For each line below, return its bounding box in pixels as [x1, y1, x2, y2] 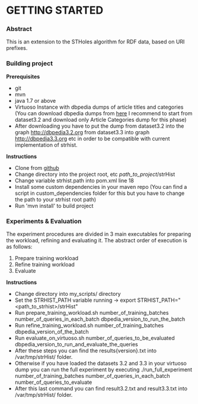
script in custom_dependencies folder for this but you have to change [14, 190, 185, 197]
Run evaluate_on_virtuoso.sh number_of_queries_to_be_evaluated [14, 334, 175, 342]
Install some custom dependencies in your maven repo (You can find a [14, 183, 187, 190]
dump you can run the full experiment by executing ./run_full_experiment [14, 366, 193, 373]
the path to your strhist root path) [14, 195, 97, 203]
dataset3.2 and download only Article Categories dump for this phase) [14, 116, 187, 123]
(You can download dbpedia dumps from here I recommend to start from [14, 109, 193, 116]
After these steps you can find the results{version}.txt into [14, 347, 157, 354]
